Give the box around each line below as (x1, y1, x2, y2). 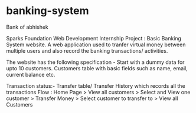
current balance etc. (6, 71, 55, 78)
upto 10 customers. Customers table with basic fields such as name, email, (6, 64, 188, 71)
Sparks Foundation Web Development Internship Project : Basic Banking (6, 35, 182, 42)
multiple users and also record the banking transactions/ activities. (6, 47, 168, 54)
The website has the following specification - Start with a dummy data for (6, 59, 185, 66)
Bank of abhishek (6, 23, 49, 30)
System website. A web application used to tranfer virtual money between (6, 41, 186, 48)
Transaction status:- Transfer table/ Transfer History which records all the (6, 82, 185, 89)
